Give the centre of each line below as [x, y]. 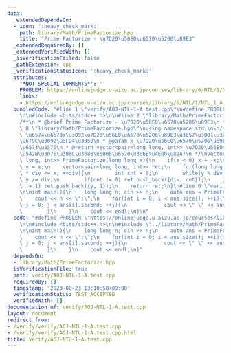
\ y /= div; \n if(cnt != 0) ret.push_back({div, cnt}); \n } [123, 179]
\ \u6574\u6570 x [43, 135]
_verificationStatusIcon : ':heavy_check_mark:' [83, 71]
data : [15, 13]
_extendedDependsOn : [43, 20]
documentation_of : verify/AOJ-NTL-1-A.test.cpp [77, 307]
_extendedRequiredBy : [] [49, 45]
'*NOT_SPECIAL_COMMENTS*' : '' [63, 84]
